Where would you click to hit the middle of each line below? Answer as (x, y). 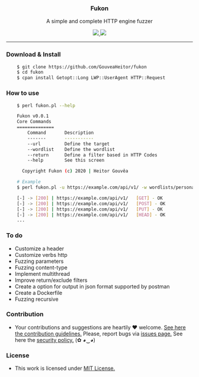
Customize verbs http (41, 255)
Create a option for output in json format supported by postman (92, 286)
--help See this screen (66, 161)
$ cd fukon (30, 73)
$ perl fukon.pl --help (46, 105)
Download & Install (33, 55)
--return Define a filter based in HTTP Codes (93, 155)
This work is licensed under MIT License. (65, 368)
